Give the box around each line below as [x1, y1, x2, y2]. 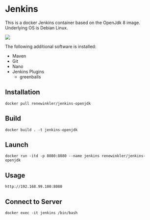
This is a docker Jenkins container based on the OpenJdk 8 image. [5, 20, 141, 25]
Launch [5, 141, 28, 149]
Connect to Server [5, 197, 62, 206]
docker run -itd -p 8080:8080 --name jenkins [5, 153, 100, 159]
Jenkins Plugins [12, 69, 45, 74]
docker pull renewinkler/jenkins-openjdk [5, 101, 91, 106]
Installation [5, 88, 40, 97]
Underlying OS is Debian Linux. [5, 24, 68, 30]
